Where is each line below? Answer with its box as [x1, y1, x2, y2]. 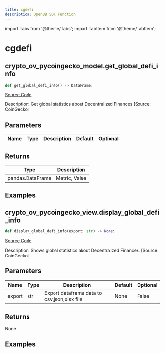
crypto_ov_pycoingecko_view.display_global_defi [5, 208, 160, 217]
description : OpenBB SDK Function [5, 12, 76, 17]
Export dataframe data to [44, 289, 102, 296]
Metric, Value [56, 175, 87, 181]
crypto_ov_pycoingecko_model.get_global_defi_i [5, 62, 158, 70]
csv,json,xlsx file [44, 296, 82, 303]
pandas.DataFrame [7, 175, 52, 181]
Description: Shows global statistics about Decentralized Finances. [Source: [5, 247, 159, 254]
